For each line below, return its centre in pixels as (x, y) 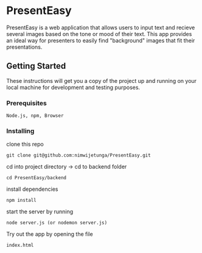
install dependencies (32, 189)
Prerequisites (26, 103)
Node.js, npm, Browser (35, 116)
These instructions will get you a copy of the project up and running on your (101, 80)
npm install (21, 201)
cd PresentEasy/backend (37, 178)
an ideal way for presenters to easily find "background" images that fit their (101, 40)
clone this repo (25, 144)
